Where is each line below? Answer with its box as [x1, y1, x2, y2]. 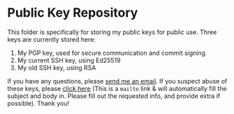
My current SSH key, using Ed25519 [17, 56, 121, 64]
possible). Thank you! [7, 99, 70, 107]
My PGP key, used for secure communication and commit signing [17, 49, 206, 57]
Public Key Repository [7, 5, 138, 21]
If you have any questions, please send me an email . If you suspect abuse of [7, 76, 228, 85]
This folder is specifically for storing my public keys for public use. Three [7, 28, 217, 36]
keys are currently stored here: [7, 35, 96, 43]
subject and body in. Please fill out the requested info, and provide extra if [7, 92, 221, 100]
